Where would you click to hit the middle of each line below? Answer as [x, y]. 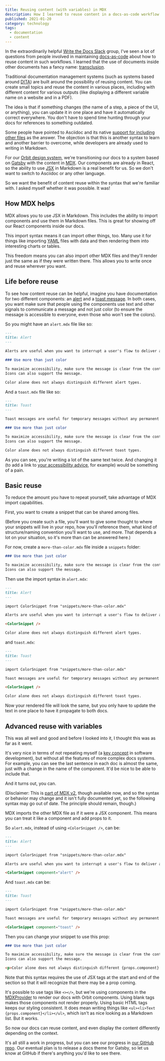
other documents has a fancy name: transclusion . [55, 67]
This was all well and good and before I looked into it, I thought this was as [80, 738]
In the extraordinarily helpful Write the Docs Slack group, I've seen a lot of [80, 51]
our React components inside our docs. [45, 226]
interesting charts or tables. [33, 246]
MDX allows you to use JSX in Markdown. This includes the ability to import [82, 216]
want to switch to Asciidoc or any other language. [55, 173]
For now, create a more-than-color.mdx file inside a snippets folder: [73, 547]
